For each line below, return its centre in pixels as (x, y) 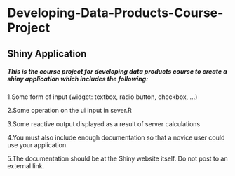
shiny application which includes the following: (78, 79)
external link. (26, 165)
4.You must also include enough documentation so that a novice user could (116, 137)
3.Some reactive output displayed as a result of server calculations (104, 123)
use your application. (38, 144)
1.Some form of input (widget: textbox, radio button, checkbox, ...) (102, 97)
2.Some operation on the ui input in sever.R (69, 110)
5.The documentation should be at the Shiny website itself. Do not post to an (117, 158)
